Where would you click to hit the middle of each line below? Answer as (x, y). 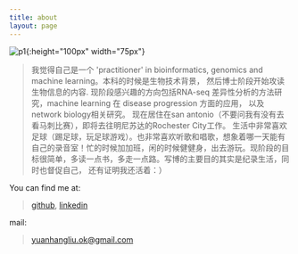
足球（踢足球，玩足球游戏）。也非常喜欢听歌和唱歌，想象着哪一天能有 (158, 136)
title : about (33, 17)
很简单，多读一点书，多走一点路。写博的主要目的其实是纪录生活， (160, 159)
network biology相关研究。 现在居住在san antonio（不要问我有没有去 (157, 114)
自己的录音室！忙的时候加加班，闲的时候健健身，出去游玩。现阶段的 (156, 147)
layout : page (33, 26)
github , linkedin (59, 205)
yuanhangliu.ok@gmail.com (82, 239)
